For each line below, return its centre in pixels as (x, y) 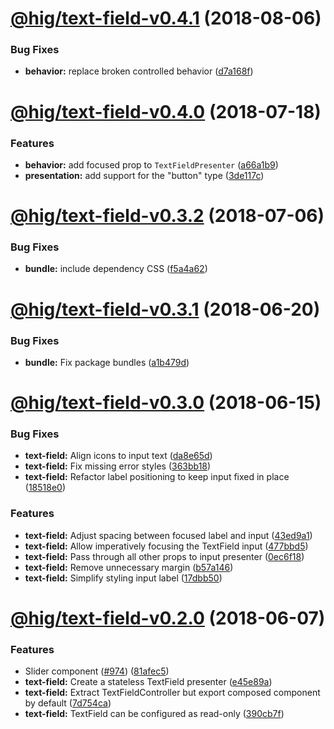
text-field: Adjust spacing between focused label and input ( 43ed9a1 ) (168, 535)
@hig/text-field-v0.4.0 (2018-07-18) (166, 111)
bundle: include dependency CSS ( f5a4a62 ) (116, 269)
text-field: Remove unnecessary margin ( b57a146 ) (129, 567)
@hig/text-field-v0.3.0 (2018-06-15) (166, 403)
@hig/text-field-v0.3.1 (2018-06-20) (165, 309)
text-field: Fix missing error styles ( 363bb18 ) (118, 466)
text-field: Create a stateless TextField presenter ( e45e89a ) (148, 682)
